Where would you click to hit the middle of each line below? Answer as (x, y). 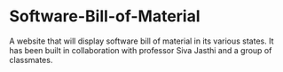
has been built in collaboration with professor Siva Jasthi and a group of (141, 50)
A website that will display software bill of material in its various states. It (141, 41)
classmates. (31, 60)
